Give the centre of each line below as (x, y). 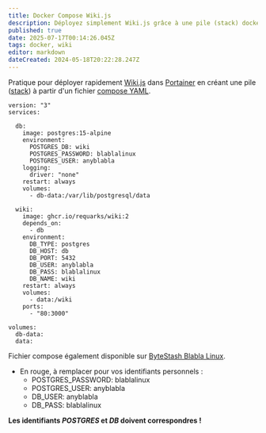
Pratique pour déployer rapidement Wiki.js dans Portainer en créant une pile (132, 82)
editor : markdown (37, 52)
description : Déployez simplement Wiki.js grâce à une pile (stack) (123, 23)
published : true (35, 30)
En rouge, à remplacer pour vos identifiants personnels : (111, 371)
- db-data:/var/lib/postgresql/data (89, 195)
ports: (33, 306)
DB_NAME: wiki (53, 278)
